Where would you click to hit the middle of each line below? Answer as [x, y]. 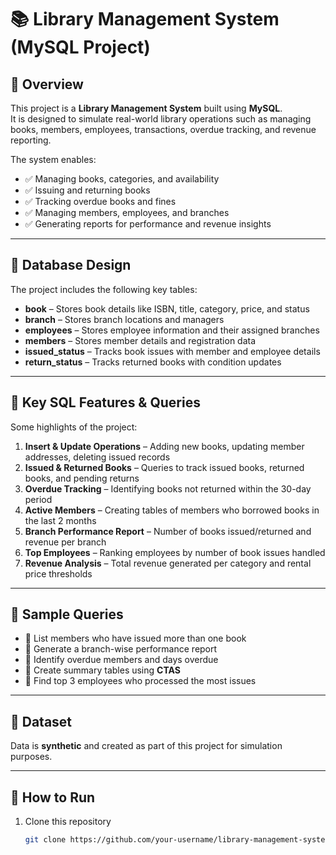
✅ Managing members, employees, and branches [127, 212]
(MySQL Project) [80, 47]
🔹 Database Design [71, 265]
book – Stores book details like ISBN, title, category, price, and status [167, 308]
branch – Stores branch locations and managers [124, 319]
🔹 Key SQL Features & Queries [105, 402]
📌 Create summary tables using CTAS [102, 670]
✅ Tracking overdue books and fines [100, 201]
